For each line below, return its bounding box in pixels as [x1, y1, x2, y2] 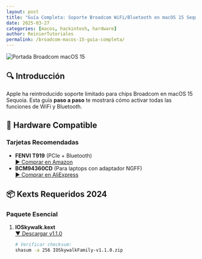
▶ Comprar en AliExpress [14, 171, 79, 178]
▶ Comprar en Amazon [14, 158, 73, 165]
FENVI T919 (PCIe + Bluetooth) [14, 152, 92, 159]
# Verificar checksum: [14, 242, 72, 248]
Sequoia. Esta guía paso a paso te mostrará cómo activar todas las [6, 97, 172, 104]
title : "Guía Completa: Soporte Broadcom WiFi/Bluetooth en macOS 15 [6, 14, 185, 20]
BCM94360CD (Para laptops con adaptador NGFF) [14, 164, 142, 171]
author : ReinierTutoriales [6, 31, 74, 37]
